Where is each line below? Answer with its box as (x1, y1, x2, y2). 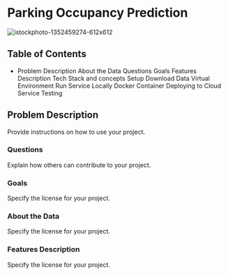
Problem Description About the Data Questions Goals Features (17, 66, 197, 75)
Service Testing (17, 89, 63, 97)
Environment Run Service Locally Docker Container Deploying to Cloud (17, 82, 222, 90)
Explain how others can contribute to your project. (7, 160, 151, 169)
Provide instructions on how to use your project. (7, 128, 145, 136)
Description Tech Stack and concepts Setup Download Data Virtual (17, 74, 211, 82)
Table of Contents (7, 48, 87, 60)
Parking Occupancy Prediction (7, 5, 188, 21)
